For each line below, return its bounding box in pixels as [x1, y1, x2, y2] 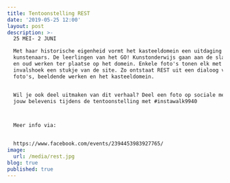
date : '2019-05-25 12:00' [7, 16, 81, 23]
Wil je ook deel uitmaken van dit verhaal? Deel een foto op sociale [13, 91, 216, 98]
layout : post [7, 23, 44, 29]
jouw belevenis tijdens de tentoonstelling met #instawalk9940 [13, 98, 197, 104]
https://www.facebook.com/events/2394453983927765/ [13, 141, 164, 147]
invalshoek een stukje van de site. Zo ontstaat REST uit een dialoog [13, 66, 219, 74]
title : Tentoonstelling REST [7, 10, 90, 17]
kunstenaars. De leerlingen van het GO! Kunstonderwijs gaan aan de [13, 54, 213, 61]
